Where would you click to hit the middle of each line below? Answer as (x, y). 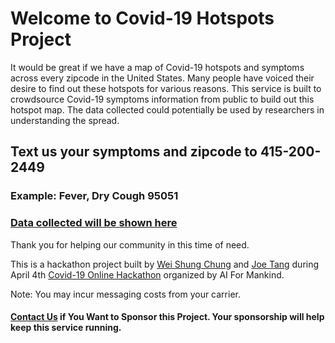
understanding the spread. (65, 120)
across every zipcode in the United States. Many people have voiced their (162, 78)
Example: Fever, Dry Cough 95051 (94, 196)
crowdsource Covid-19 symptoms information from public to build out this (162, 99)
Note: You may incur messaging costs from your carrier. (125, 294)
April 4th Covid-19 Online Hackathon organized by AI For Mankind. (147, 274)
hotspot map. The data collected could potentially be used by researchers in (167, 109)
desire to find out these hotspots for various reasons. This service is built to (166, 88)
